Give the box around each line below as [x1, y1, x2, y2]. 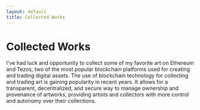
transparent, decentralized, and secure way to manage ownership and [6, 84, 179, 92]
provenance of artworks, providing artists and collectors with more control [6, 91, 189, 98]
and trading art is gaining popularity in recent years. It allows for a [6, 78, 168, 86]
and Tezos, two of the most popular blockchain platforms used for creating [6, 66, 190, 73]
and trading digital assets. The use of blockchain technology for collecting [6, 72, 189, 79]
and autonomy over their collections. [6, 98, 97, 105]
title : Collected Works [6, 14, 66, 20]
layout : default [6, 8, 47, 15]
